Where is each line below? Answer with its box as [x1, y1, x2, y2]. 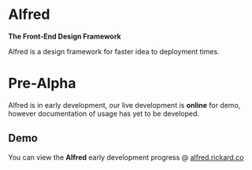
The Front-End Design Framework [8, 31, 121, 41]
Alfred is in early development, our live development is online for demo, [8, 100, 241, 109]
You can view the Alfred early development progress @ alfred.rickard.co [8, 152, 244, 162]
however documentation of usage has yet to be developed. [8, 109, 199, 118]
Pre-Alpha [8, 75, 76, 92]
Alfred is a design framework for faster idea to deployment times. [8, 46, 220, 56]
